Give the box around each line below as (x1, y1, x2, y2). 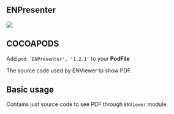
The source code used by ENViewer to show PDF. (6, 67, 132, 74)
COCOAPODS (6, 39, 59, 49)
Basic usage (6, 85, 54, 95)
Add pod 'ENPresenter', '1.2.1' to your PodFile (6, 55, 130, 62)
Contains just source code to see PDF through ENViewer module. (6, 101, 168, 108)
